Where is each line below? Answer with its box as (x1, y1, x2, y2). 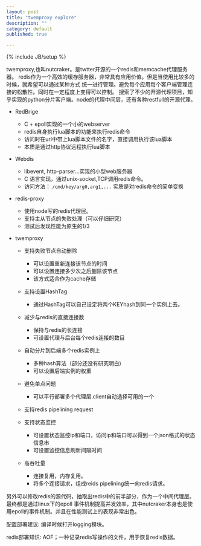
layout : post (6, 8, 39, 15)
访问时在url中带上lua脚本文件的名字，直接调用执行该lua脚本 (24, 135, 173, 143)
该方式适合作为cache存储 (33, 275, 97, 282)
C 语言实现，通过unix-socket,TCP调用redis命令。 (24, 175, 147, 183)
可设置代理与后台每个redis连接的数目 (33, 334, 125, 342)
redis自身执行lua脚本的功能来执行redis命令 (24, 128, 131, 135)
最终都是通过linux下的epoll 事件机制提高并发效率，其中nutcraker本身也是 (6, 500, 188, 508)
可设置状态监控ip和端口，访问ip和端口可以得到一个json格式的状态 (33, 432, 196, 439)
